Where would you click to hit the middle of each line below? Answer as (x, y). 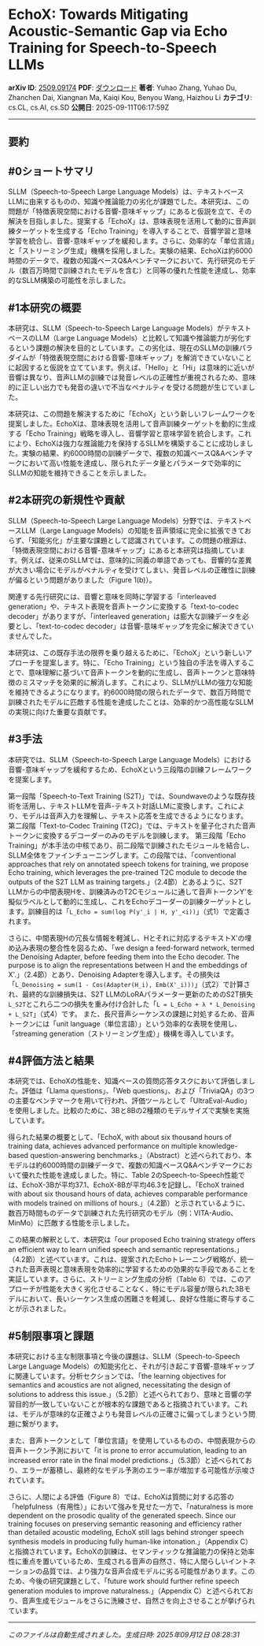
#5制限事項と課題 (51, 1336)
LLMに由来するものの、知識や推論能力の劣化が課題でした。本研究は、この (129, 202)
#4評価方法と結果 (51, 1061)
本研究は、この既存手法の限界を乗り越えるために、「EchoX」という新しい (127, 653)
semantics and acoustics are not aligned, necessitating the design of (119, 1385)
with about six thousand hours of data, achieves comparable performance (128, 1194)
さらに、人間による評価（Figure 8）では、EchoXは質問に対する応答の (121, 1497)
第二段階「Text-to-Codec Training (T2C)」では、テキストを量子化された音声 (132, 825)
